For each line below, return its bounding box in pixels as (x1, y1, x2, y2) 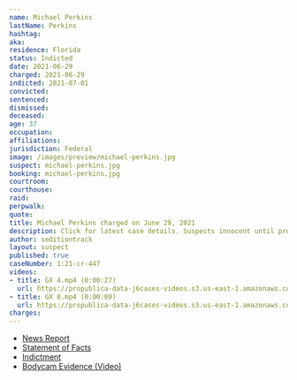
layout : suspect (9, 243, 69, 252)
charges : (9, 308, 42, 318)
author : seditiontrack (9, 235, 93, 244)
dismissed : (9, 103, 49, 112)
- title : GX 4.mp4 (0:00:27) (9, 276, 117, 285)
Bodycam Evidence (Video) (21, 361, 122, 372)
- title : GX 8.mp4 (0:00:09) (9, 293, 117, 301)
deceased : (9, 111, 46, 120)
